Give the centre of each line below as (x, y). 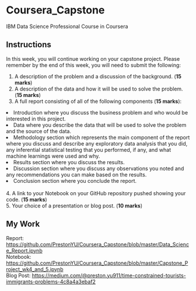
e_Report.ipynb (24, 250)
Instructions (29, 45)
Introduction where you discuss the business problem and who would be (101, 112)
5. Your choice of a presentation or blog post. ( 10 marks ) (74, 206)
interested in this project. (36, 119)
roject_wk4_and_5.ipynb (35, 269)
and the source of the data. (39, 131)
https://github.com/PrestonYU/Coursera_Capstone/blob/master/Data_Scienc (98, 244)
